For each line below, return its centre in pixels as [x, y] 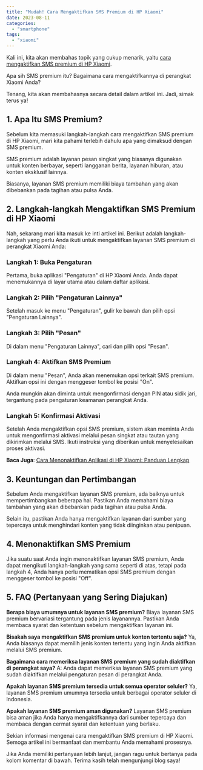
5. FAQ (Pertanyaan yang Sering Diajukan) [87, 598]
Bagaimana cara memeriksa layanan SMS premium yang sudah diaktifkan [101, 661]
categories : [21, 23]
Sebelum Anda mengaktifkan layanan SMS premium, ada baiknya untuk [95, 494]
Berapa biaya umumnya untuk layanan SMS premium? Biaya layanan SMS [100, 612]
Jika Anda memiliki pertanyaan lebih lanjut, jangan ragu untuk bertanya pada [102, 754]
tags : [13, 35]
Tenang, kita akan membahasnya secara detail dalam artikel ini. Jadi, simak [100, 94]
